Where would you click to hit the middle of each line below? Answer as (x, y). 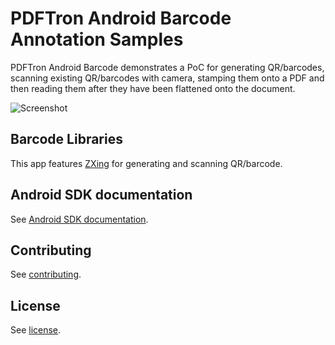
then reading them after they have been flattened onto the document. (153, 88)
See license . (36, 330)
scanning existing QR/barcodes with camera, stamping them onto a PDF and (167, 78)
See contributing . (46, 274)
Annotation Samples (97, 39)
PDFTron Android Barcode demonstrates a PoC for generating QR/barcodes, (167, 67)
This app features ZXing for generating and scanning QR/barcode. (146, 163)
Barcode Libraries (66, 139)
